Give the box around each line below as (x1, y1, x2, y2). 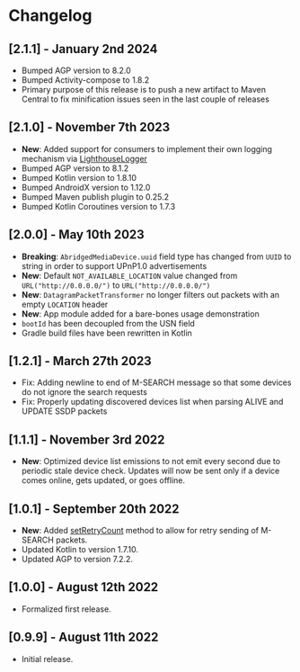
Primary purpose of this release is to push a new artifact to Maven (21, 85, 267, 94)
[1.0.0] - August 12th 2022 (8, 579, 159, 595)
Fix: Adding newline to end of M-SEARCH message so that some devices (21, 377, 292, 388)
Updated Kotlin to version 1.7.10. (21, 544, 139, 555)
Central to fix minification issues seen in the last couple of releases (21, 94, 270, 104)
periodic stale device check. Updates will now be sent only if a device (21, 465, 280, 477)
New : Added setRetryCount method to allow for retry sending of (21, 525, 260, 536)
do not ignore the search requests (21, 387, 147, 398)
